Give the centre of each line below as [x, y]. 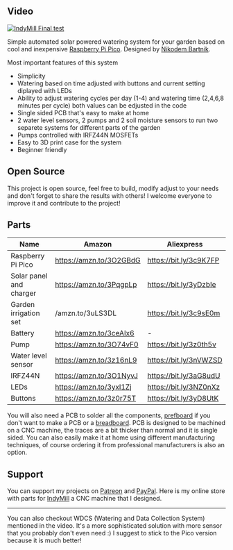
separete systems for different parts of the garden [89, 127]
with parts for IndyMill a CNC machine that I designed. [85, 499]
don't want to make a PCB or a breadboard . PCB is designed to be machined [116, 423]
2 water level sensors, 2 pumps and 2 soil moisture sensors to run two [118, 120]
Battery [23, 333]
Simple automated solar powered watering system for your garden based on [116, 42]
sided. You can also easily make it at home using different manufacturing [111, 437]
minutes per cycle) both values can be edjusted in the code [102, 105]
